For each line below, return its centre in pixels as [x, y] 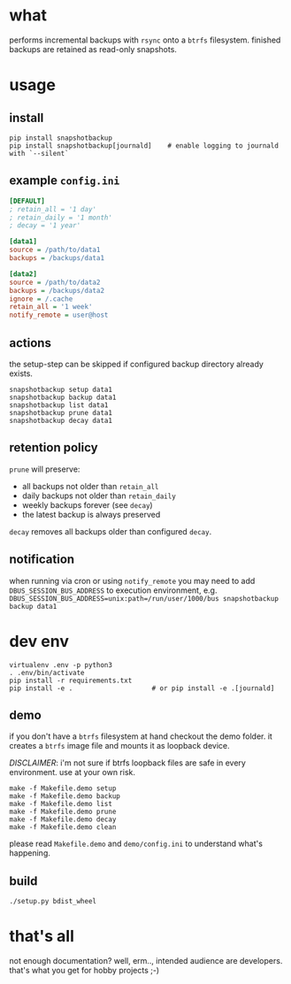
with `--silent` [39, 153]
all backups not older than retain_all [90, 486]
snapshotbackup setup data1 [61, 389]
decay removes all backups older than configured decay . [111, 531]
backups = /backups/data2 [57, 290]
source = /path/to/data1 [55, 250]
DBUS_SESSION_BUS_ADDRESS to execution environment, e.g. [113, 590]
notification [42, 560]
